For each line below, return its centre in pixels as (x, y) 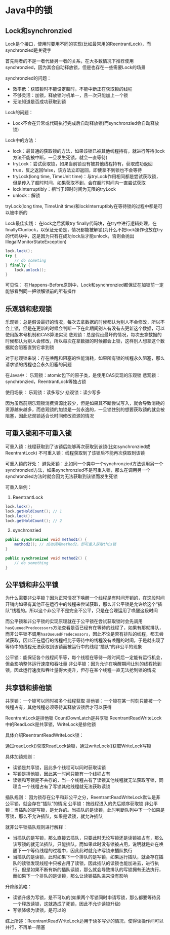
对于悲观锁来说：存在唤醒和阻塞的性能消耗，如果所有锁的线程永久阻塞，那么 (85, 358)
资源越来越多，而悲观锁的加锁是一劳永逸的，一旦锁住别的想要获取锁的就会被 (85, 409)
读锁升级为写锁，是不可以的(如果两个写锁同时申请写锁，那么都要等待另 (87, 897)
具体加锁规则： (21, 757)
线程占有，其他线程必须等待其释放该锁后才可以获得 (58, 707)
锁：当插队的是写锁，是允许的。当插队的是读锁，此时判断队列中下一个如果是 (85, 810)
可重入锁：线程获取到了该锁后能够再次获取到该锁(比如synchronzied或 (78, 446)
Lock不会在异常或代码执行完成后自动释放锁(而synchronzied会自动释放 (86, 123)
